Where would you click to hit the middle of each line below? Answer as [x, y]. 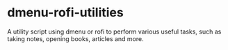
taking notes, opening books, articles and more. [75, 38]
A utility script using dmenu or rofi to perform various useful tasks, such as [114, 32]
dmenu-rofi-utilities [65, 13]
